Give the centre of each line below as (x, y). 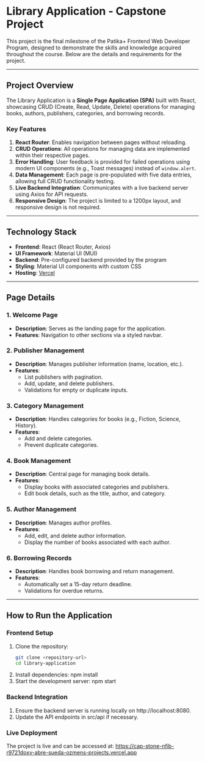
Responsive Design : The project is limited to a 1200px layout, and (98, 201)
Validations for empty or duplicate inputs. (76, 390)
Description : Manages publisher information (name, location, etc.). (99, 364)
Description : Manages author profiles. (63, 523)
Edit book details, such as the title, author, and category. (95, 493)
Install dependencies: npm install (56, 675)
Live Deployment (32, 733)
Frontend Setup (30, 633)
